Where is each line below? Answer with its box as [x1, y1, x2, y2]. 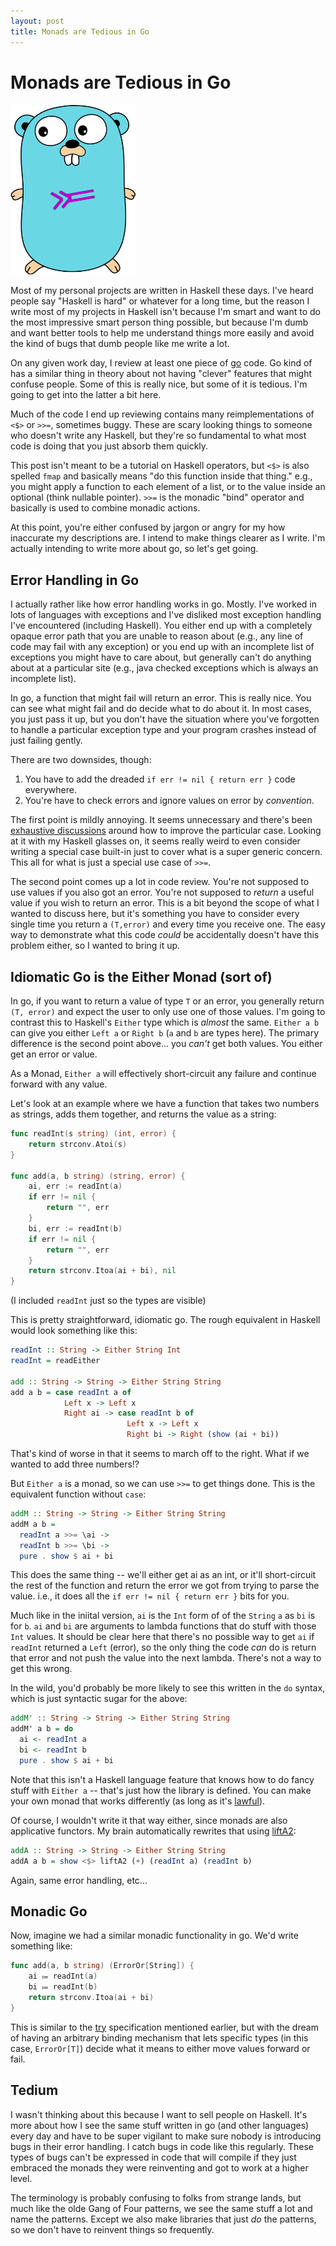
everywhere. [24, 784, 77, 796]
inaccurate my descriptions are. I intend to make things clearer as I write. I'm [10, 532, 326, 544]
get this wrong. [10, 1663, 73, 1675]
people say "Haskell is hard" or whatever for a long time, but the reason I [10, 295, 310, 307]
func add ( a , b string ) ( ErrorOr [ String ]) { [10, 1961, 195, 1971]
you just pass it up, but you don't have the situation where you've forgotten [10, 713, 320, 725]
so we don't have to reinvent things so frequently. [10, 2223, 215, 2235]
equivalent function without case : [10, 1488, 147, 1500]
